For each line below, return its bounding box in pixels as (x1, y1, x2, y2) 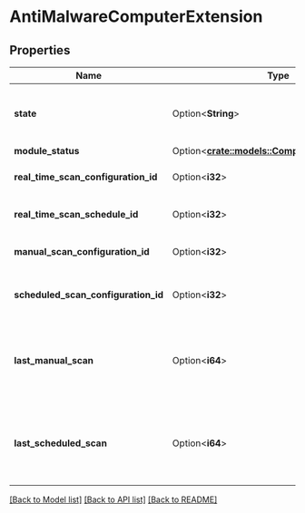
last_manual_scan (14, 354, 93, 366)
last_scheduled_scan (14, 437, 107, 450)
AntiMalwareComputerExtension (9, 6, 263, 27)
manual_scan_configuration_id (14, 246, 150, 257)
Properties (9, 43, 71, 58)
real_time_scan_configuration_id (14, 170, 158, 183)
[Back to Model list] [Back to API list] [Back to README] (9, 494, 218, 505)
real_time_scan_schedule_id (14, 208, 139, 220)
